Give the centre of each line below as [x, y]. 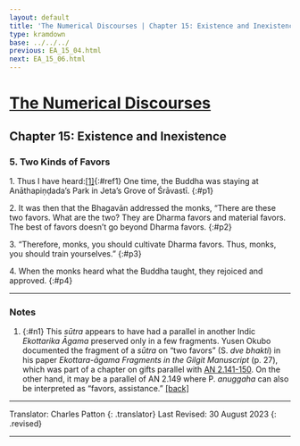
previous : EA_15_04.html [55, 51]
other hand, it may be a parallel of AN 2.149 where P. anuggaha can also [155, 379]
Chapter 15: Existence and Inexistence [118, 136]
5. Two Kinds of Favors [60, 162]
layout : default [39, 17]
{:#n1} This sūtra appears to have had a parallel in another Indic [139, 332]
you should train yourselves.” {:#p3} [75, 253]
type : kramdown [37, 34]
